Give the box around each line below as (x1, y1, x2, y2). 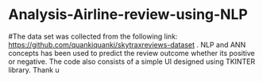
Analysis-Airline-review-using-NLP (8, 6, 248, 24)
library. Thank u (8, 65, 60, 74)
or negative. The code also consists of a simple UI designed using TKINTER (8, 57, 256, 66)
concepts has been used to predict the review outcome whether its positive (8, 48, 256, 58)
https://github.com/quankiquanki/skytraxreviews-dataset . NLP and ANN (8, 39, 246, 49)
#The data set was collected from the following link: (8, 32, 178, 41)
